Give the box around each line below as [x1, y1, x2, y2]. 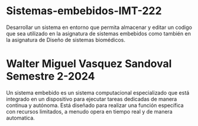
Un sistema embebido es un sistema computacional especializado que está [6, 89, 190, 96]
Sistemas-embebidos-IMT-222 [6, 4, 162, 18]
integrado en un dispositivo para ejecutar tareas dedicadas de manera [6, 95, 177, 102]
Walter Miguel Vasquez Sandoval [6, 57, 172, 70]
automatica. [6, 114, 35, 121]
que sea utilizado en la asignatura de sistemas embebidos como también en [6, 30, 191, 37]
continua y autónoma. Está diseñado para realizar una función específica [6, 102, 184, 109]
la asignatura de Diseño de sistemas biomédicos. [6, 36, 126, 43]
